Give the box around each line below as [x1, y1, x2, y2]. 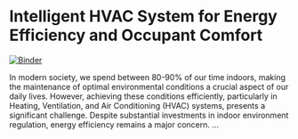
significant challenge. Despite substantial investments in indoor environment [9, 110, 289, 120]
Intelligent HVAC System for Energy [9, 6, 278, 27]
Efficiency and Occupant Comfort [9, 25, 263, 45]
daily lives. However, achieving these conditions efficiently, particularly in [9, 91, 278, 102]
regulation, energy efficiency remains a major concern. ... [9, 119, 220, 130]
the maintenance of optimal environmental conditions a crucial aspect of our [9, 81, 289, 92]
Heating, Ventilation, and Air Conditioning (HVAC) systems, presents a [9, 100, 265, 110]
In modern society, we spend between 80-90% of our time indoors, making [9, 71, 286, 82]
